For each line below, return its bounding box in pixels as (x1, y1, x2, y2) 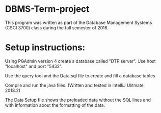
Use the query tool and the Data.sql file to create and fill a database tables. (5, 72, 157, 79)
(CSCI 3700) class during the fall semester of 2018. (5, 24, 109, 30)
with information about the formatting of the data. (5, 102, 105, 108)
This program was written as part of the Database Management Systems (5, 20, 152, 25)
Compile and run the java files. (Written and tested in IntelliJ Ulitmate (5, 82, 144, 88)
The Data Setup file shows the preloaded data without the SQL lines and (5, 97, 151, 103)
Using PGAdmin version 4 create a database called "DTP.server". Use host (5, 58, 156, 64)
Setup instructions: (5, 42, 85, 53)
